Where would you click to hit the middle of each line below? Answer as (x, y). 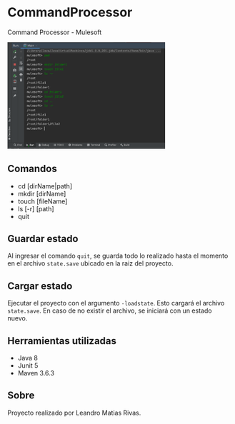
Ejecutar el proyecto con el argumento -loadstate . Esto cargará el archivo (116, 303)
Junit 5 (28, 365)
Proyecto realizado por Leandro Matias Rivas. (74, 413)
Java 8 (27, 358)
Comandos (32, 169)
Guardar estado (43, 239)
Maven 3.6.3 (36, 373)
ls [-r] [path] (36, 208)
